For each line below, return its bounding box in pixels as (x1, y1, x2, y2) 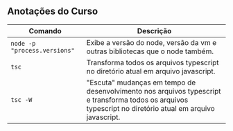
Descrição (137, 26, 172, 35)
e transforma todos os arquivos (86, 95, 189, 105)
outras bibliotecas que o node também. (86, 46, 214, 56)
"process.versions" (10, 46, 75, 54)
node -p (10, 40, 36, 47)
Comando (28, 26, 62, 35)
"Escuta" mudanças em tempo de (86, 78, 196, 87)
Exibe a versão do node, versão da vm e (86, 37, 217, 47)
